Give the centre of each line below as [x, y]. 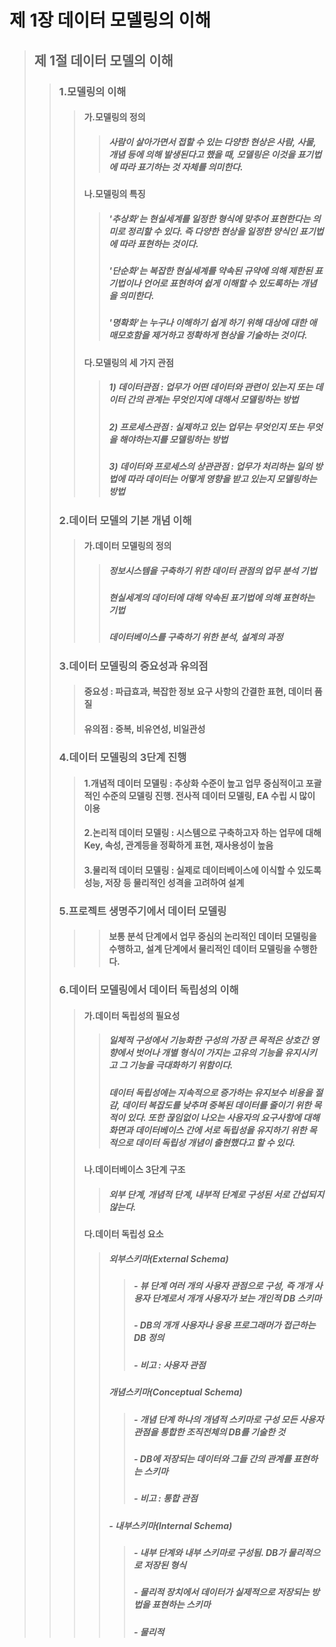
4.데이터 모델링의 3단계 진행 [122, 757]
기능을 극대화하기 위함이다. [181, 1065]
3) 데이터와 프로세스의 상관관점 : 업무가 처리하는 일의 [210, 467]
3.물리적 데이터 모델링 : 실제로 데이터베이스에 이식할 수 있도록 [202, 870]
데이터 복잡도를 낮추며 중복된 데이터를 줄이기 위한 [216, 1105]
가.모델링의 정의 [114, 117]
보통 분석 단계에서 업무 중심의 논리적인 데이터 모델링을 [212, 937]
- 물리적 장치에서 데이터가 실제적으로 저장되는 [221, 1592]
